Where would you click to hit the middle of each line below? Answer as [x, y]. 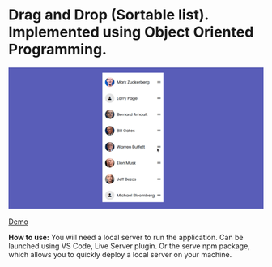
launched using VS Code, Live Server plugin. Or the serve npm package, [130, 246]
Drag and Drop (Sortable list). [108, 15]
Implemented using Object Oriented [131, 32]
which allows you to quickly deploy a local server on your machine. [120, 255]
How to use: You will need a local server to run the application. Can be [126, 238]
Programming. [58, 50]
